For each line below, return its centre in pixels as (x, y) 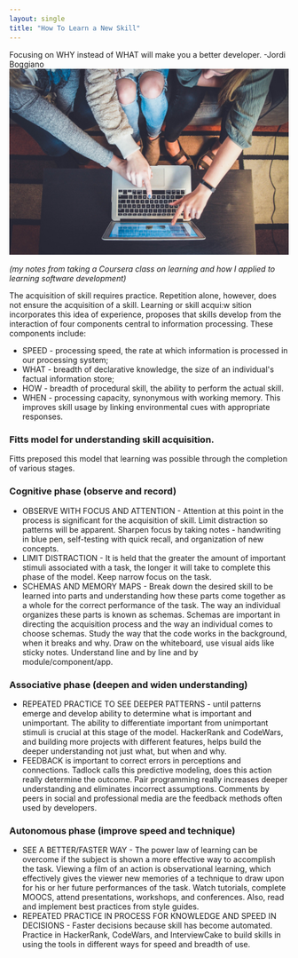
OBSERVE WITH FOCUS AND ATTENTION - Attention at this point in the (153, 511)
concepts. (40, 548)
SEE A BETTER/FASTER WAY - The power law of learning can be (140, 850)
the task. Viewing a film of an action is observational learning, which (147, 869)
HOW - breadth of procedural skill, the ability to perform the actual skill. (153, 388)
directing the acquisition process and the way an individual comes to (147, 624)
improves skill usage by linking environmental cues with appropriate (146, 408)
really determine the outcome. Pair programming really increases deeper (155, 780)
